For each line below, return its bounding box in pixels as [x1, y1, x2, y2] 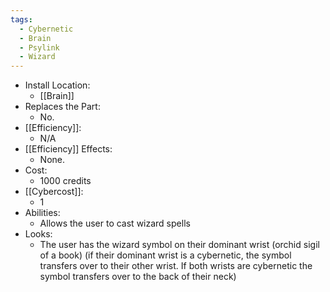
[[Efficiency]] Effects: [24, 143, 113, 155]
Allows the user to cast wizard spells [39, 217, 191, 230]
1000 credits [39, 175, 92, 187]
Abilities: [24, 207, 61, 219]
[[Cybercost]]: [24, 186, 84, 198]
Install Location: [24, 79, 91, 91]
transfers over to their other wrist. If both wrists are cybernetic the [39, 260, 313, 272]
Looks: [24, 228, 53, 240]
